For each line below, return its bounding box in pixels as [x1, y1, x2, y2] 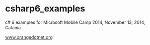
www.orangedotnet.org [5, 34, 53, 40]
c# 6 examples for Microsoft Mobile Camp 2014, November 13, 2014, [5, 19, 146, 25]
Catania [5, 24, 21, 30]
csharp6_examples [5, 3, 85, 14]
